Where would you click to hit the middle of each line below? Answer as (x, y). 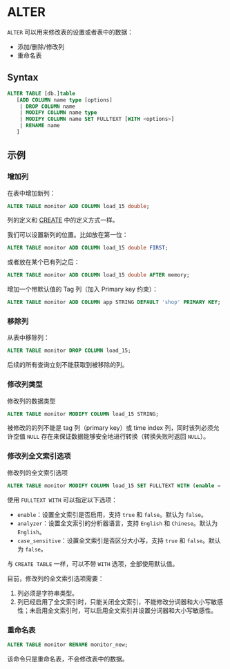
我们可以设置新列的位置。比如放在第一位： (68, 235)
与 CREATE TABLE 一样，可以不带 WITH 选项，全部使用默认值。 (93, 563)
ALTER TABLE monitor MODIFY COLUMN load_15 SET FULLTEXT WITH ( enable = (114, 486)
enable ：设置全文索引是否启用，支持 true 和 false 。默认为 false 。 (112, 514)
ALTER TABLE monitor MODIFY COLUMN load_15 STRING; (83, 414)
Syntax (23, 78)
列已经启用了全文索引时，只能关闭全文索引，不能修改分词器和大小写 (114, 601)
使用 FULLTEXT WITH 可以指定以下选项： (62, 500)
